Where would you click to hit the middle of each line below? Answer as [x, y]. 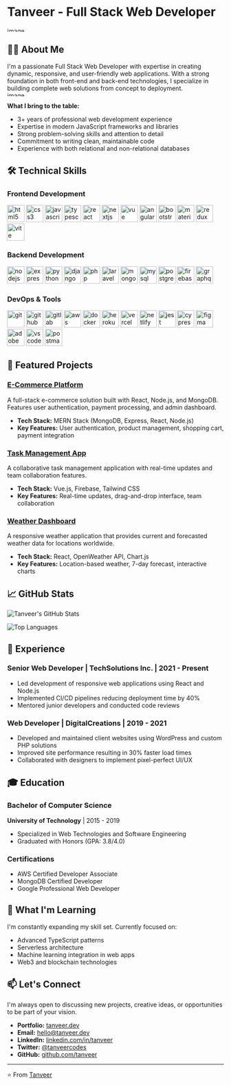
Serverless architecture [50, 947]
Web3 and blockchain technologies [67, 962]
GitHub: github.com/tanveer [57, 1054]
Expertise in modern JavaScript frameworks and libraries [98, 126]
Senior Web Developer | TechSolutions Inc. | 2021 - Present [108, 668]
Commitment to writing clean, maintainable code [86, 141]
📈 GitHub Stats [41, 593]
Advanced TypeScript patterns [60, 940]
